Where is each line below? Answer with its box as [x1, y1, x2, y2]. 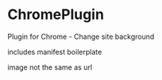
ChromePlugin [7, 6, 105, 24]
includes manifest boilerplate [7, 47, 102, 56]
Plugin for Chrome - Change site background [7, 32, 155, 41]
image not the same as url [7, 62, 93, 72]
